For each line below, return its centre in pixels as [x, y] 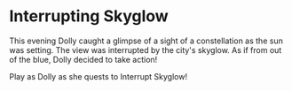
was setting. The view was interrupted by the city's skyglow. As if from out [146, 49]
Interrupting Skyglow [89, 16]
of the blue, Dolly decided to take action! [83, 59]
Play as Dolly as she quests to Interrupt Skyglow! [99, 76]
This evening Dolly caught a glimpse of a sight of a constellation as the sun [146, 41]
